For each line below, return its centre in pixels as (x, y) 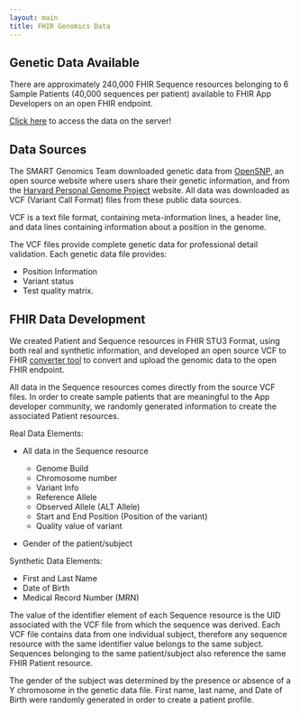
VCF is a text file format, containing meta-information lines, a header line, (145, 218)
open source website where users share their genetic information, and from (150, 181)
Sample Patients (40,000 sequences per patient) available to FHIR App (141, 94)
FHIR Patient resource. (51, 663)
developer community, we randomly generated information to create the (143, 406)
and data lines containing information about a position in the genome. (138, 227)
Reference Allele (66, 496)
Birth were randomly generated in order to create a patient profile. (132, 700)
